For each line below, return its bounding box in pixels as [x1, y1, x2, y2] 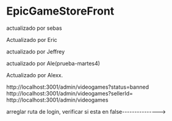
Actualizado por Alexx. [6, 71, 63, 78]
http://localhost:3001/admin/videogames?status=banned [6, 83, 149, 91]
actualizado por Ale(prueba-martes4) [6, 60, 101, 67]
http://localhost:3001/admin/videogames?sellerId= [6, 89, 133, 97]
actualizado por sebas [6, 24, 62, 32]
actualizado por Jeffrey [6, 47, 65, 55]
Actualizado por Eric [6, 36, 58, 43]
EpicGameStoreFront [6, 4, 115, 18]
